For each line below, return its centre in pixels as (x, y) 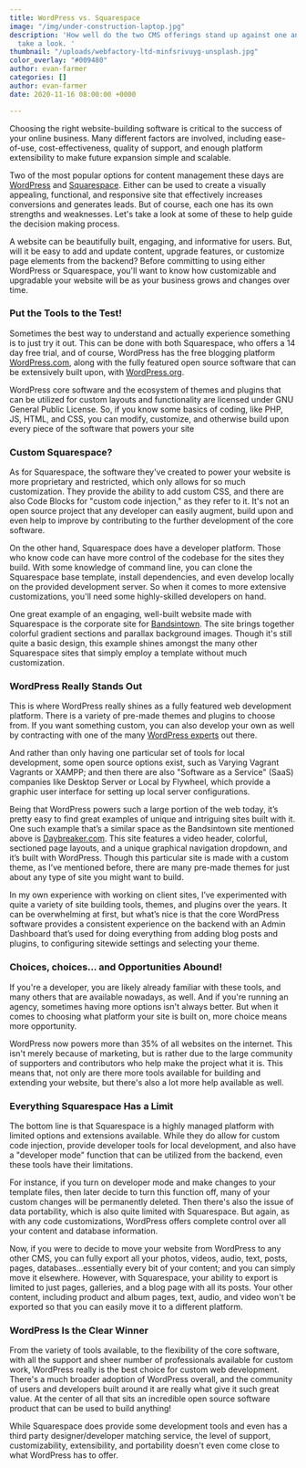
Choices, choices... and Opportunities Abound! (116, 967)
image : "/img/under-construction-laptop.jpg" (97, 26)
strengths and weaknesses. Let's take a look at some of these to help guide (151, 214)
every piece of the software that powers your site (102, 428)
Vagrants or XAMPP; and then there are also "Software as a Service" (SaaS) (152, 772)
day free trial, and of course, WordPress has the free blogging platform (143, 352)
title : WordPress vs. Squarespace (75, 18)
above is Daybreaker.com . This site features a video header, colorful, (138, 839)
